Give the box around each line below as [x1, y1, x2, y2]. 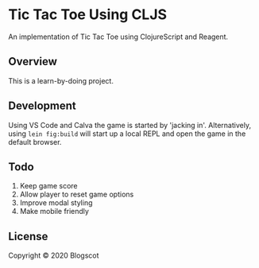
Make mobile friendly [19, 207, 90, 216]
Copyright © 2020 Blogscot [8, 251, 99, 260]
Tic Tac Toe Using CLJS [8, 6, 168, 24]
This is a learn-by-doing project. [8, 76, 114, 85]
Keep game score [19, 181, 78, 191]
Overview [8, 55, 58, 68]
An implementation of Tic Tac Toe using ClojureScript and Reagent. [8, 32, 229, 41]
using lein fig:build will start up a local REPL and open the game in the [8, 129, 246, 138]
